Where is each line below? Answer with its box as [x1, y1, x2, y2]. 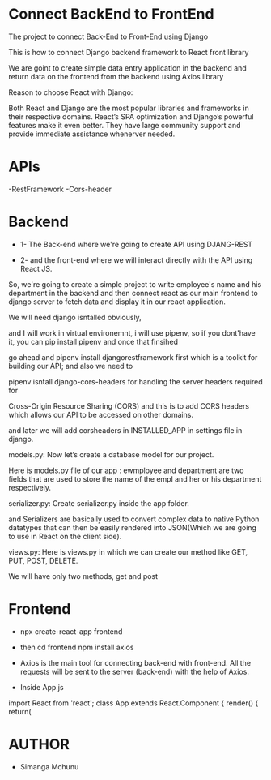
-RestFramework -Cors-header [8, 184, 112, 194]
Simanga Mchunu [19, 761, 79, 771]
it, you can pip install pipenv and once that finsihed [8, 336, 178, 346]
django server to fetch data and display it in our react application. [8, 297, 227, 306]
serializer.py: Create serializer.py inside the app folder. [8, 498, 190, 508]
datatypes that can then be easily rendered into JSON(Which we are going [8, 522, 257, 532]
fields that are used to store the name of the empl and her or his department [8, 474, 262, 483]
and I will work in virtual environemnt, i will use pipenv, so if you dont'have [8, 328, 256, 337]
